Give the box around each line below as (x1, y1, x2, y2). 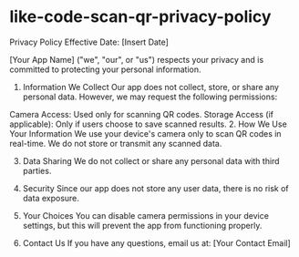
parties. (22, 165, 52, 176)
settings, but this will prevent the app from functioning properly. (22, 220, 263, 231)
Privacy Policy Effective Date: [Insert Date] (9, 36, 169, 47)
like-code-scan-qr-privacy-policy (9, 6, 272, 27)
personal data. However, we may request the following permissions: (22, 91, 278, 102)
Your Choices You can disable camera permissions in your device (22, 210, 269, 221)
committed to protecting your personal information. (9, 64, 201, 75)
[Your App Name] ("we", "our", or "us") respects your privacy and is (9, 54, 264, 65)
